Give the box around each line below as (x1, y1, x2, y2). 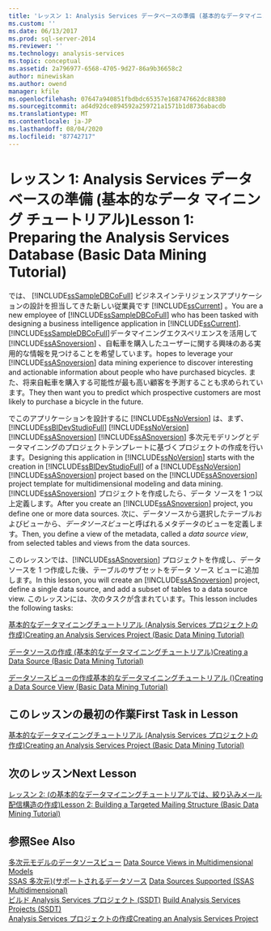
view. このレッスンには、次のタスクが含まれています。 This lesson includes (8, 594, 258, 603)
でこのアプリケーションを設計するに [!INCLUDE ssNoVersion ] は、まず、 (8, 413, 248, 423)
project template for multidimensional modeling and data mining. (8, 478, 223, 488)
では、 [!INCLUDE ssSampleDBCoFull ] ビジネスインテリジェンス (8, 290, 220, 300)
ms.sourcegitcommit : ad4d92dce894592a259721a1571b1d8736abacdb (8, 102, 227, 110)
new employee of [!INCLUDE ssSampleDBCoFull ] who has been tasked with (8, 310, 259, 320)
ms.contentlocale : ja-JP (8, 118, 92, 126)
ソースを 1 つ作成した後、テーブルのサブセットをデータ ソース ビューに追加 (8, 564, 260, 574)
